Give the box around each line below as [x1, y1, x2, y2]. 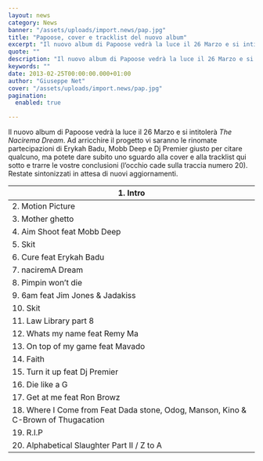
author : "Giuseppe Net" [8, 77, 86, 85]
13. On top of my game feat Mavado [12, 341, 146, 352]
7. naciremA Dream [12, 264, 84, 275]
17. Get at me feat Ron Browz [12, 392, 121, 403]
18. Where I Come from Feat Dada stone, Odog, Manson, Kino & [12, 405, 247, 416]
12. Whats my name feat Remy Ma [12, 329, 139, 339]
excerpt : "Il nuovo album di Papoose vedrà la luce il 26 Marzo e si [8, 41, 240, 49]
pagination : [8, 92, 47, 100]
